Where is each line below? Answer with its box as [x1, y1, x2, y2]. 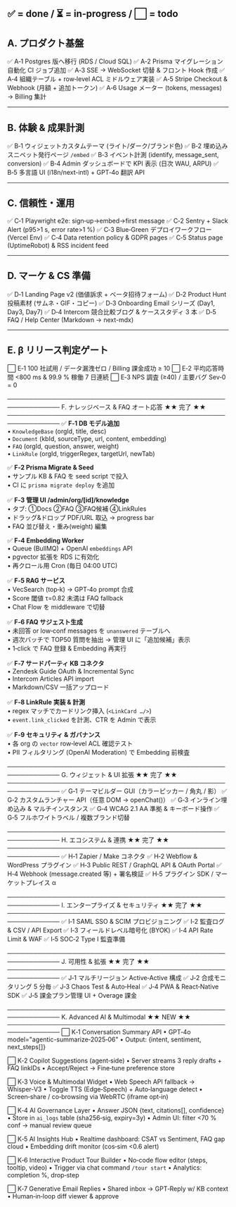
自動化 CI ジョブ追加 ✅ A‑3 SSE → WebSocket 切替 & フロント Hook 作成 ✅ [7, 66, 225, 75]
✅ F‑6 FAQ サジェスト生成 [7, 618, 83, 626]
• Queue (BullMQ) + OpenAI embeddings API [7, 544, 133, 553]
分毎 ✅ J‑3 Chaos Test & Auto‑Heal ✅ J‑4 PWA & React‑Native [39, 982, 219, 991]
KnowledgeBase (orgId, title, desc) [12, 427, 107, 435]
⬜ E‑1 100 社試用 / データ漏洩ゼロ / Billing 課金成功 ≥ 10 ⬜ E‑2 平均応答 [7, 364, 218, 373]
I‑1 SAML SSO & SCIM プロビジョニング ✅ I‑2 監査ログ [67, 917, 225, 926]
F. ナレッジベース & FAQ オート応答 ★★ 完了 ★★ [60, 403, 206, 411]
